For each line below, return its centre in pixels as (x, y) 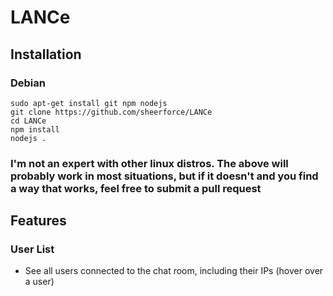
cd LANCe (28, 121)
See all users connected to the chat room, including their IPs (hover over (174, 271)
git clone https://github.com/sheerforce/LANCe (111, 112)
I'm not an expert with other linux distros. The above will (149, 163)
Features (38, 221)
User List (32, 249)
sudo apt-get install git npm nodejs (89, 103)
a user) (39, 282)
